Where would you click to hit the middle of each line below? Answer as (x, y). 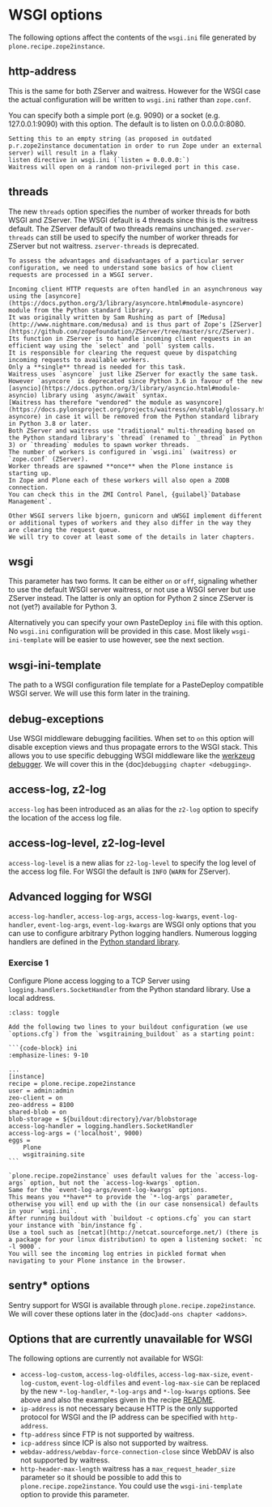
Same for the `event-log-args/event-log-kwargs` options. (108, 1190)
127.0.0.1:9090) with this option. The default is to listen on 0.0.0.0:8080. (127, 124)
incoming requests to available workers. (79, 360)
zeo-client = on (36, 1098)
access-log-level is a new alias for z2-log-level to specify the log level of (132, 862)
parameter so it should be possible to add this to (101, 1477)
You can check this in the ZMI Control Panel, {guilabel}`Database (125, 494)
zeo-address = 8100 (41, 1105)
